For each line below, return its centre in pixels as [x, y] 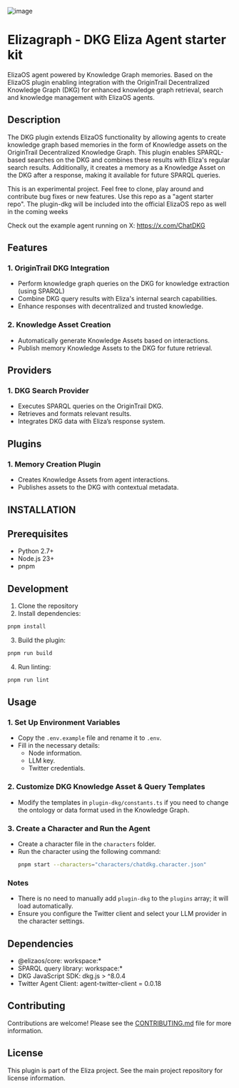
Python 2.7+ [36, 551]
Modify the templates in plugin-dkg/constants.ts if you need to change [123, 802]
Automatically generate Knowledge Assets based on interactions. [114, 340]
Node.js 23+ [36, 559]
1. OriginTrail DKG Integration [59, 268]
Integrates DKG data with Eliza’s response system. [91, 422]
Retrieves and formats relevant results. [75, 414]
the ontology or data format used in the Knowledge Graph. [103, 810]
